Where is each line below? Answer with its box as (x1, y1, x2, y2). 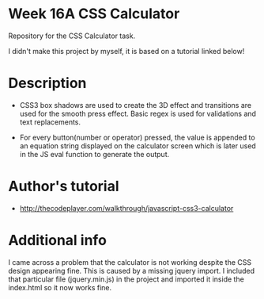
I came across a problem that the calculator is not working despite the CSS (8, 257, 251, 266)
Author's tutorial (8, 178, 120, 195)
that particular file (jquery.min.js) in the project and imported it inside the (8, 274, 245, 284)
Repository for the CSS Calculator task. (8, 31, 136, 40)
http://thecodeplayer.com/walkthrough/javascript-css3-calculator (19, 203, 234, 213)
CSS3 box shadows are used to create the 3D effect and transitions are (19, 100, 252, 109)
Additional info (8, 232, 107, 249)
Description (8, 75, 87, 92)
